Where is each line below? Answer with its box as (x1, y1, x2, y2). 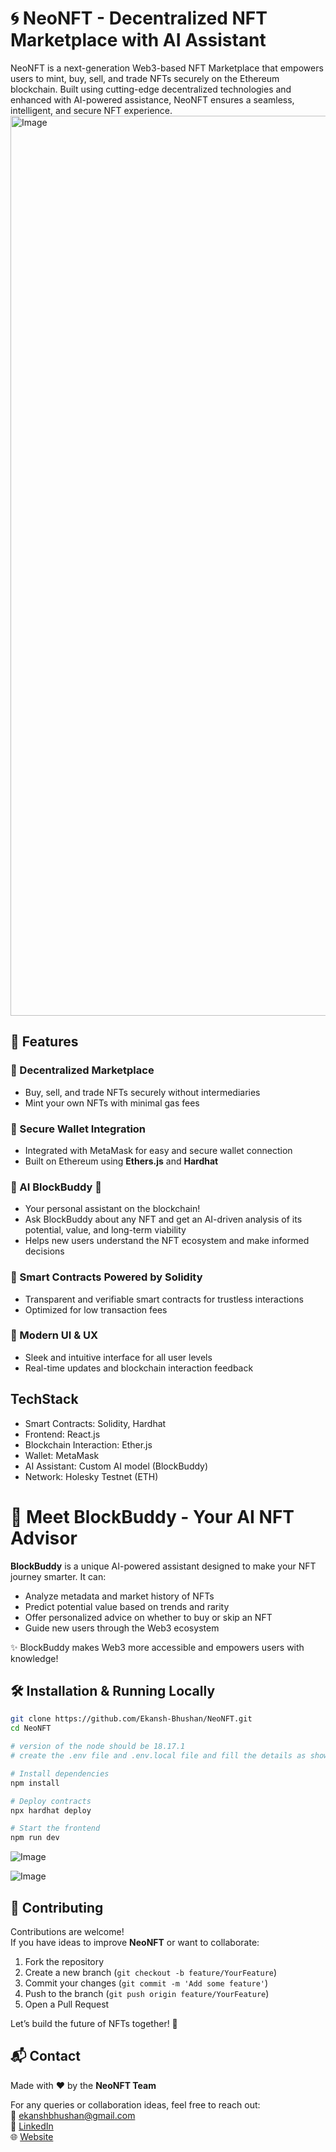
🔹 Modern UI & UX (10, 1328, 99, 1342)
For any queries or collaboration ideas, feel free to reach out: (10, 2098, 261, 2111)
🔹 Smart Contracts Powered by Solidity (10, 1270, 203, 1284)
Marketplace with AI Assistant (10, 29, 267, 52)
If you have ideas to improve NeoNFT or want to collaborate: (10, 1936, 260, 1948)
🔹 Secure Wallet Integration (10, 1122, 147, 1136)
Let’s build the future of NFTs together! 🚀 (10, 2017, 178, 2029)
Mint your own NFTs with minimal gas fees (24, 1097, 200, 1109)
